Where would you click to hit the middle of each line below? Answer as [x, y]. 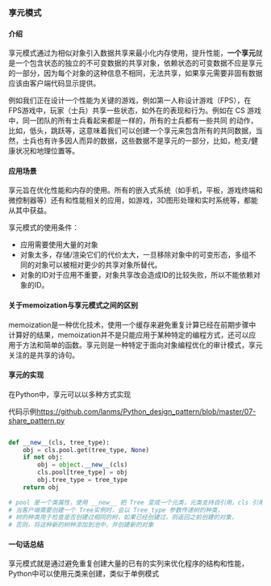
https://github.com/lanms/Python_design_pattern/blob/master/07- [146, 411]
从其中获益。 [29, 211]
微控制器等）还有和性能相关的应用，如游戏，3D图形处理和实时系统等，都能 [133, 200]
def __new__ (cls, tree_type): [59, 442]
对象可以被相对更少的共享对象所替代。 [98, 265]
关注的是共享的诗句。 [44, 355]
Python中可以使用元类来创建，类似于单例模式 [84, 574]
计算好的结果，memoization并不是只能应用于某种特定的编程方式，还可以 [129, 335]
